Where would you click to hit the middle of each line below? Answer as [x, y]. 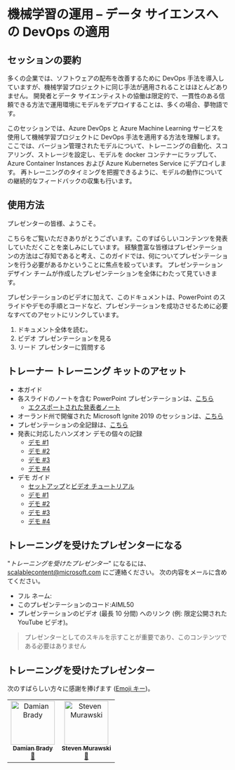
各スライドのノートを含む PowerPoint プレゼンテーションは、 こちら [115, 398]
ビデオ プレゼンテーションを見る [65, 338]
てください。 [26, 581]
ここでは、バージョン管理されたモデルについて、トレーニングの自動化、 [112, 146]
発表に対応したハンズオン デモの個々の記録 [80, 433]
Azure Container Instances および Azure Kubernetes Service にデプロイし [114, 163]
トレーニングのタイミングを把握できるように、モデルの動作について [125, 172]
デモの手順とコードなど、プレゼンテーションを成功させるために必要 [130, 305]
